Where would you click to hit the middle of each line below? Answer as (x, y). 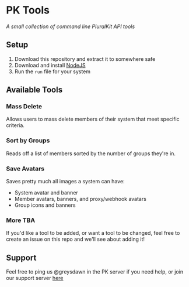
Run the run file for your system (52, 71)
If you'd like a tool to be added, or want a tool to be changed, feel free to (93, 233)
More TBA (21, 220)
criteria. (15, 125)
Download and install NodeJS (50, 65)
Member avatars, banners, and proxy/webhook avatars (80, 199)
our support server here (35, 278)
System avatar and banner (46, 193)
